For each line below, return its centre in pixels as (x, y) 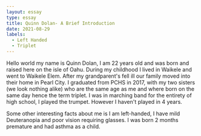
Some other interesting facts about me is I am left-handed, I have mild (93, 114)
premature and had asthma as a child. (54, 126)
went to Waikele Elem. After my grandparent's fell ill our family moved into (98, 76)
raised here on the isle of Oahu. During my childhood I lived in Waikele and (99, 69)
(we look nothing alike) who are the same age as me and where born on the (100, 89)
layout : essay (24, 12)
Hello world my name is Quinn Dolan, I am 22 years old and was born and (98, 63)
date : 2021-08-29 (28, 29)
